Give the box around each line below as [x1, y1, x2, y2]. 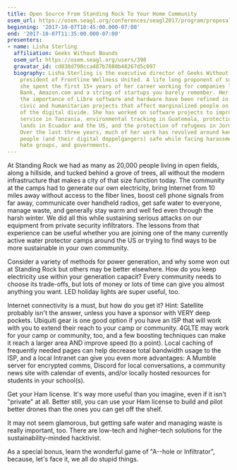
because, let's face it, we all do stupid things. [7, 455, 139, 464]
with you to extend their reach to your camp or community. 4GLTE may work [7, 324, 229, 332]
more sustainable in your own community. [7, 244, 129, 252]
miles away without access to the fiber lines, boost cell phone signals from [7, 192, 224, 200]
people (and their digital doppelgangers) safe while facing [20, 135, 203, 142]
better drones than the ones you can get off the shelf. [7, 405, 163, 413]
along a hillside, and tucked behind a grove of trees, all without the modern [7, 169, 225, 177]
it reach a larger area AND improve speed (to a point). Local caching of [7, 339, 214, 347]
